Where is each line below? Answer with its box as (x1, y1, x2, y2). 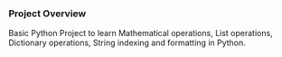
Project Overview (8, 7, 87, 20)
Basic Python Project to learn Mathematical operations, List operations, (8, 28, 273, 39)
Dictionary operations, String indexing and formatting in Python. (8, 37, 246, 48)
